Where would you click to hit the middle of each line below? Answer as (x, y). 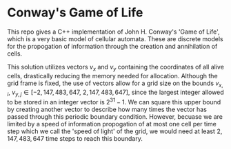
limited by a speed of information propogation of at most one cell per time (112, 124)
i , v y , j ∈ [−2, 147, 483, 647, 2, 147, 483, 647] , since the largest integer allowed (115, 93)
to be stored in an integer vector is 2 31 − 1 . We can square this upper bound (114, 101)
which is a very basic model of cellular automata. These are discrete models (115, 38)
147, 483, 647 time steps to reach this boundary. (75, 138)
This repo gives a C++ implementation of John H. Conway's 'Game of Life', (113, 32)
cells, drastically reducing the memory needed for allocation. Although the (113, 76)
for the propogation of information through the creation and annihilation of (112, 46)
